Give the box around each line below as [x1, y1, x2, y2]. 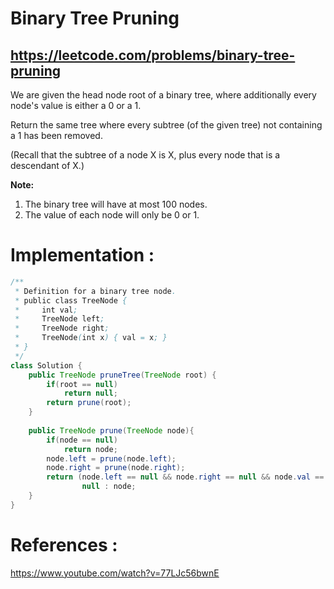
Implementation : [10, 244, 155, 267]
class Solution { [10, 360, 83, 371]
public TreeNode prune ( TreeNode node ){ [28, 425, 195, 436]
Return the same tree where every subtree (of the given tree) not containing [10, 119, 323, 131]
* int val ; [14, 305, 78, 315]
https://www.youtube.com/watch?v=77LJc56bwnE [10, 567, 220, 579]
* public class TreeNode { [14, 295, 128, 306]
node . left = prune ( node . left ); [46, 453, 177, 464]
